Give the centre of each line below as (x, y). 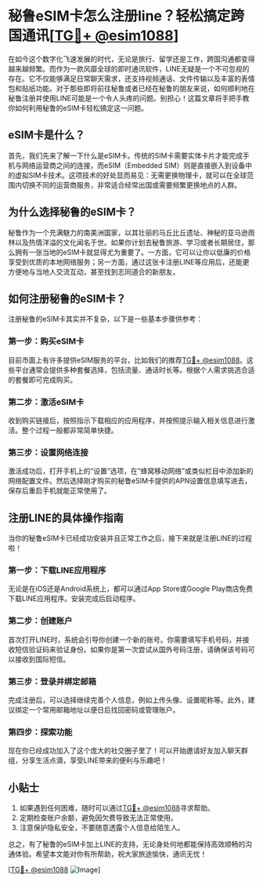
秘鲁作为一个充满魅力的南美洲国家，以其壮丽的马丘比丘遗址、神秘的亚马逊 (128, 232)
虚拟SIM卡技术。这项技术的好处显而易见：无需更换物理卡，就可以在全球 (131, 175)
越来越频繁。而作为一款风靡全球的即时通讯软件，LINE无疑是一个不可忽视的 (129, 68)
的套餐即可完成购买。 (42, 379)
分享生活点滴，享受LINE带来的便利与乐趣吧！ (94, 760)
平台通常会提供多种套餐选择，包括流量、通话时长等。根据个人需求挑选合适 (135, 370)
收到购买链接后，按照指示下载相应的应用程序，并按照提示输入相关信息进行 (128, 420)
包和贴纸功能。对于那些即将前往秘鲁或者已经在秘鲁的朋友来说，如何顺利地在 (131, 88)
